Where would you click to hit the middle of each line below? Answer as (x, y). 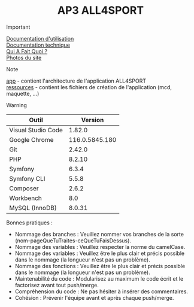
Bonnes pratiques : (29, 223)
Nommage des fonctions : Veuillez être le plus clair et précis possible (100, 266)
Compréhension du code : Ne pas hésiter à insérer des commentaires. (101, 291)
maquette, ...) (23, 93)
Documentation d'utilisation (40, 38)
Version (93, 120)
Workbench (25, 198)
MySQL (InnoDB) (33, 208)
